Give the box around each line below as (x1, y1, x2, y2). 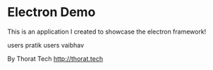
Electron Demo (7, 4, 96, 20)
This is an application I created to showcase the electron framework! (7, 27, 207, 36)
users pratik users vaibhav (7, 41, 85, 49)
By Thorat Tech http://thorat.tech (7, 54, 104, 63)
